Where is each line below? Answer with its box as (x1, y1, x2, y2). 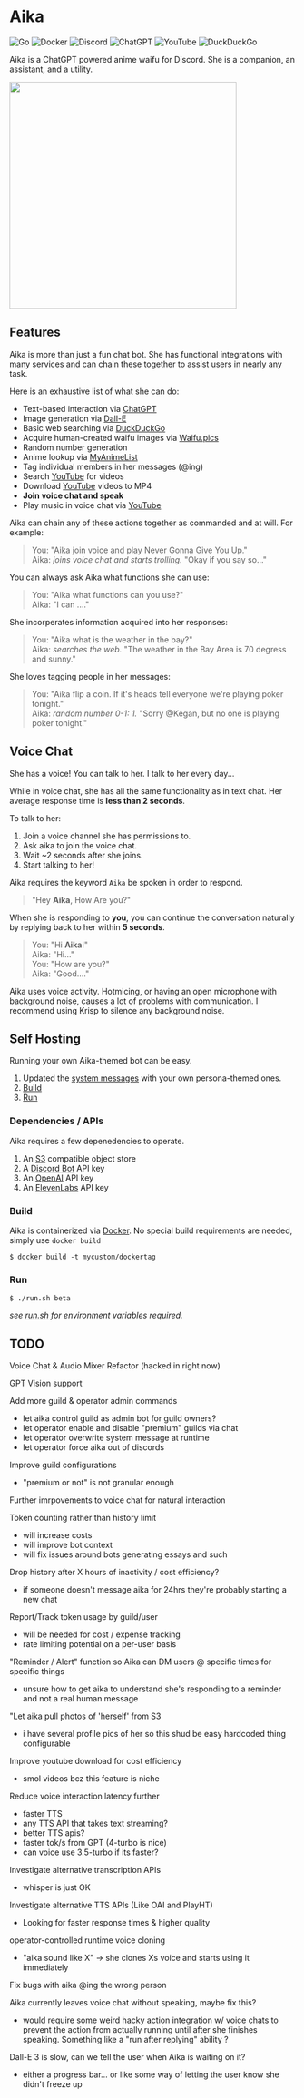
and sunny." (31, 653, 77, 664)
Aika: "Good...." (31, 968, 90, 979)
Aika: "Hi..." (31, 948, 75, 959)
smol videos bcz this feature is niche (22, 1773, 161, 1784)
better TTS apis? (22, 1828, 85, 1838)
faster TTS (22, 1809, 63, 1819)
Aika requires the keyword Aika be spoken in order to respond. (9, 877, 243, 887)
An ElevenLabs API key (22, 1181, 109, 1192)
